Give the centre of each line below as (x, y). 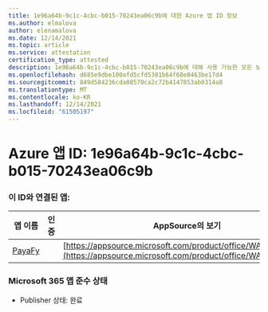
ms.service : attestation (49, 53)
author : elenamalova (43, 30)
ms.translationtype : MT (48, 90)
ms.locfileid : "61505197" (51, 112)
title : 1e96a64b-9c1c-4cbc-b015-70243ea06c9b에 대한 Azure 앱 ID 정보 (123, 16)
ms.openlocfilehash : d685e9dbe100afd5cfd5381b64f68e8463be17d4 (116, 75)
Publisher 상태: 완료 (51, 300)
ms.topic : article (39, 45)
